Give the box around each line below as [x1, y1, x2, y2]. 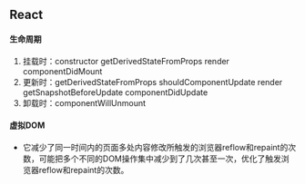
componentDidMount [22, 65, 103, 76]
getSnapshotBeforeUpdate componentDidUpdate [22, 86, 208, 98]
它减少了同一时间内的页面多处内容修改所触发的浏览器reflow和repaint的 [22, 141, 289, 152]
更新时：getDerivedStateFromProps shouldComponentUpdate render [22, 76, 283, 87]
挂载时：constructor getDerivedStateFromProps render [22, 55, 230, 66]
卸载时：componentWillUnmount [22, 97, 147, 108]
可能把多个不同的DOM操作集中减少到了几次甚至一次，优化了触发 [38, 153, 282, 164]
